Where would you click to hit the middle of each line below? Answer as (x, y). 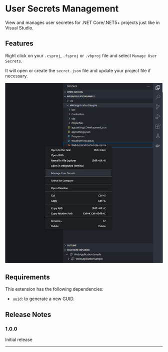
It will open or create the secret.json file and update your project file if (78, 70)
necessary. (17, 76)
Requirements (27, 277)
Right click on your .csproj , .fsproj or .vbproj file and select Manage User (81, 55)
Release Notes (28, 314)
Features (19, 44)
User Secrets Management (62, 9)
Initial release (19, 340)
